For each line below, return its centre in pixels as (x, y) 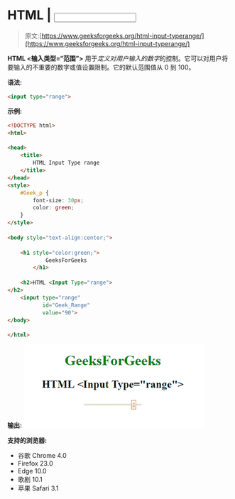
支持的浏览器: (27, 441)
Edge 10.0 (32, 471)
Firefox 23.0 (35, 464)
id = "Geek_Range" (66, 305)
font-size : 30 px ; (58, 200)
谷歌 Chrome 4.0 (42, 456)
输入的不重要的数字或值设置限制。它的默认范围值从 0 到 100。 (104, 67)
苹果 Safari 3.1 (38, 488)
